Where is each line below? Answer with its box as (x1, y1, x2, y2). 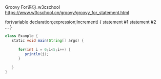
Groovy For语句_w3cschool (5, 4, 60, 10)
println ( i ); (24, 51, 49, 57)
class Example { (5, 33, 38, 38)
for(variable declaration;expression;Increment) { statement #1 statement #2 (5, 19, 157, 25)
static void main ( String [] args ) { (11, 38, 84, 43)
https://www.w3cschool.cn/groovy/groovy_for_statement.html (5, 10, 129, 16)
